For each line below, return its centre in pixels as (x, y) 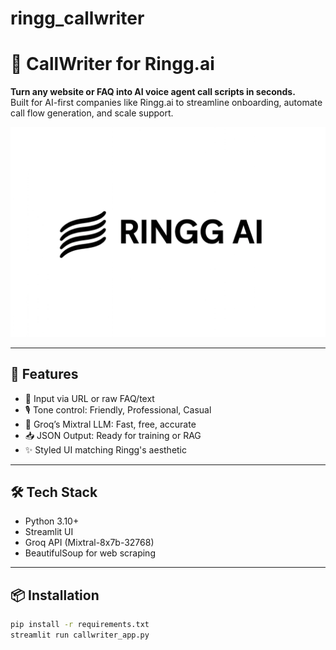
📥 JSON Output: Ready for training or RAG (113, 435)
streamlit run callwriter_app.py (80, 635)
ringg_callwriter (77, 18)
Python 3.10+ (52, 521)
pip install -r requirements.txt (80, 625)
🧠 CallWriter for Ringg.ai (112, 64)
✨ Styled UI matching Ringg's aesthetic (106, 449)
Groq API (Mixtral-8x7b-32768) (89, 543)
